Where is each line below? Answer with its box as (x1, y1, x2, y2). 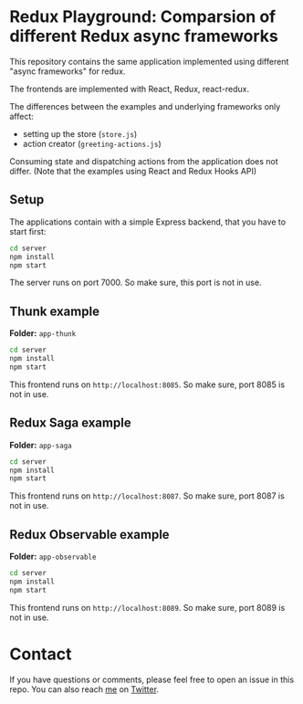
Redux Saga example (9, 415, 131, 431)
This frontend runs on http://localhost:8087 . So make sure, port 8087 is (9, 490, 285, 501)
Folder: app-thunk (9, 328, 77, 339)
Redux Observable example (9, 527, 171, 542)
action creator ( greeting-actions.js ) (22, 138, 162, 149)
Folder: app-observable (9, 551, 97, 562)
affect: (9, 110, 35, 121)
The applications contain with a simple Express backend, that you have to (9, 216, 286, 227)
